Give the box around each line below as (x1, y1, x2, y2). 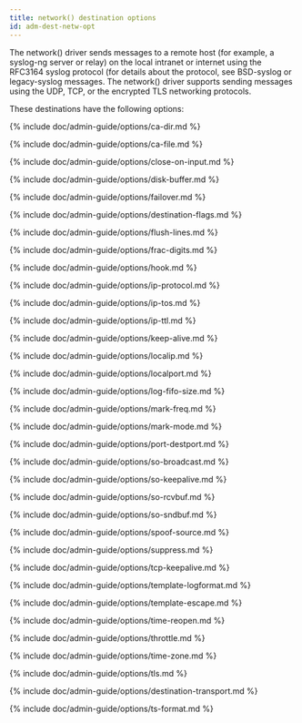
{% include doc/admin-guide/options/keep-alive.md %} (9, 332, 218, 343)
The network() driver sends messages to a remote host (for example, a (9, 46, 275, 57)
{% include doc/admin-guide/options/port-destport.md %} (9, 438, 229, 449)
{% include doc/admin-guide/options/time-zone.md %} (9, 650, 217, 661)
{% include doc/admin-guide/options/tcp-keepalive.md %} (9, 562, 230, 573)
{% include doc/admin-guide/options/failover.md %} (9, 191, 206, 202)
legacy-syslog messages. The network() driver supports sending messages (9, 76, 293, 87)
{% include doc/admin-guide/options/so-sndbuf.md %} (9, 509, 217, 520)
